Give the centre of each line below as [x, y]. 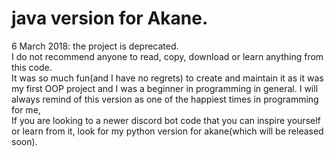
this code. [32, 67]
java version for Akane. [110, 18]
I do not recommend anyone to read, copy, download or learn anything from [167, 56]
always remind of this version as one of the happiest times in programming [165, 99]
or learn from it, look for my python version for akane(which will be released [167, 131]
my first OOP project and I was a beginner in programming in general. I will [165, 88]
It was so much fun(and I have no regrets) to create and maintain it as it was [167, 78]
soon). [24, 141]
